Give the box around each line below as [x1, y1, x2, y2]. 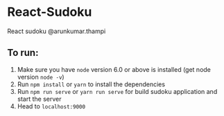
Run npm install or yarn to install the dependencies [17, 80, 165, 88]
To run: [7, 47, 39, 59]
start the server [17, 95, 62, 103]
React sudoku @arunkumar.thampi [7, 27, 106, 35]
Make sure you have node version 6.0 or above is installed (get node [17, 65, 212, 73]
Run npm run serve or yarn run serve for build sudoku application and [17, 87, 218, 95]
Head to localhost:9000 [17, 101, 85, 110]
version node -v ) [17, 72, 64, 81]
